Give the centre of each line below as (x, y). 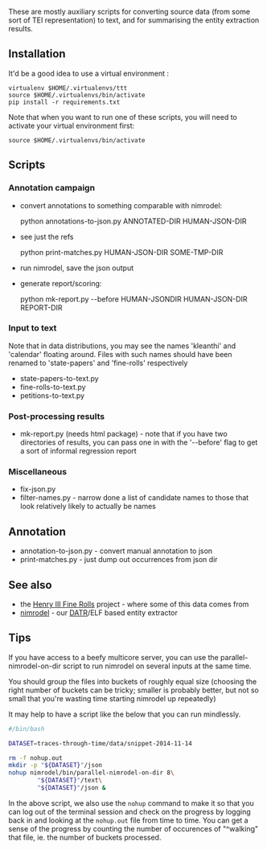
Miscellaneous (37, 472)
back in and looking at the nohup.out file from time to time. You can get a (128, 820)
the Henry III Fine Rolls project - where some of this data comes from (134, 604)
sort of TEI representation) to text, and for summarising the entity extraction (134, 20)
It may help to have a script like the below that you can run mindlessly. (125, 714)
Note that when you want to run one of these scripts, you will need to (123, 117)
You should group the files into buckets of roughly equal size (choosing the (133, 681)
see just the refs (47, 236)
